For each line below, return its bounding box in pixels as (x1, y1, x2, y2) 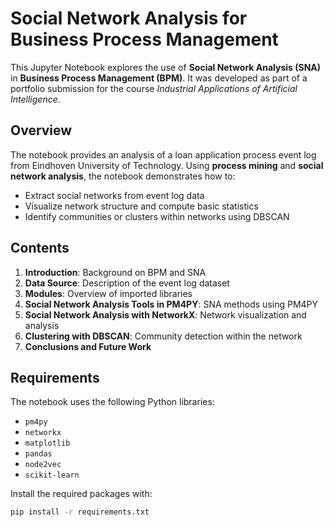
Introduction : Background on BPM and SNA (24, 266, 207, 278)
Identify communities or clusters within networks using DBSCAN (24, 210, 290, 222)
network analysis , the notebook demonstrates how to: (10, 170, 236, 182)
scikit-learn (24, 470, 80, 481)
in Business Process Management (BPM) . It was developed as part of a (10, 72, 308, 84)
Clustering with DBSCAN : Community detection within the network (24, 330, 303, 342)
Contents (10, 240, 70, 257)
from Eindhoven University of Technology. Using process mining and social (10, 159, 324, 171)
